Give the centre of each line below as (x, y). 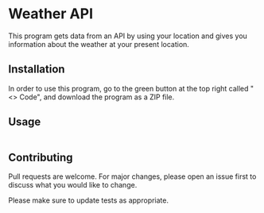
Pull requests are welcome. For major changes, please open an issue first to (132, 176)
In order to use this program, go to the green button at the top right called (128, 88)
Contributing (41, 157)
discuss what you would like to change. (73, 185)
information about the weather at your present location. (99, 44)
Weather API (51, 14)
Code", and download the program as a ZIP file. (97, 97)
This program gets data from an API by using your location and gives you (128, 36)
